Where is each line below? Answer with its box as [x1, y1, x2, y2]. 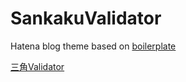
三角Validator [10, 60, 65, 72]
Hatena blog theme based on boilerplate [10, 40, 177, 52]
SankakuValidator [10, 7, 162, 30]
